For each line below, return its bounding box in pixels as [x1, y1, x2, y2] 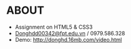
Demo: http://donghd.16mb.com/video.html [14, 36, 123, 43]
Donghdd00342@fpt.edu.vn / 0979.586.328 [14, 29, 126, 36]
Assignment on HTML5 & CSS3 [14, 23, 93, 30]
